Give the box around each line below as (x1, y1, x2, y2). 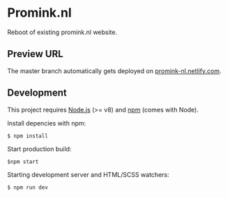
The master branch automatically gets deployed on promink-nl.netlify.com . (7, 66, 222, 75)
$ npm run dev (7, 183, 49, 191)
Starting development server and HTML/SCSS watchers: (7, 170, 169, 178)
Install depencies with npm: (7, 119, 86, 127)
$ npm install (7, 132, 49, 139)
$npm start (7, 158, 39, 165)
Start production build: (7, 144, 72, 153)
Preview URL (7, 48, 64, 60)
